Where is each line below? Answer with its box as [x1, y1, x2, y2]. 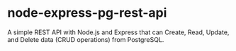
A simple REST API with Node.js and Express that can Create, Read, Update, [7, 28, 230, 36]
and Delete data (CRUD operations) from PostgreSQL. [7, 35, 164, 43]
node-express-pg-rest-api [7, 5, 167, 21]
